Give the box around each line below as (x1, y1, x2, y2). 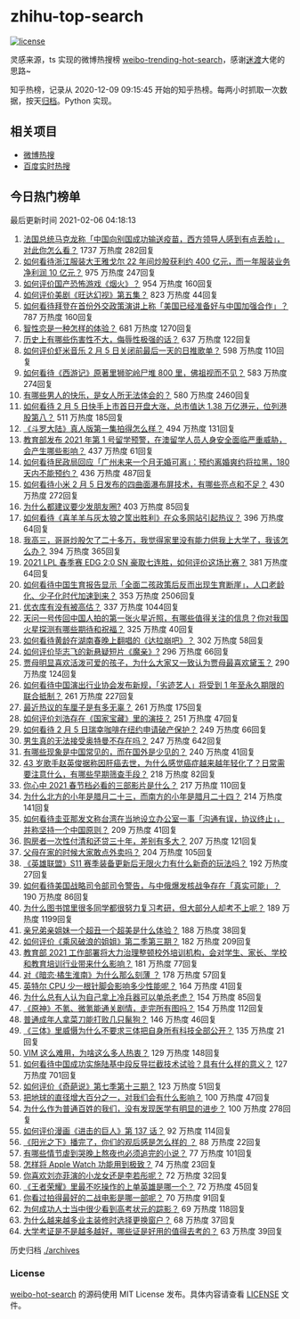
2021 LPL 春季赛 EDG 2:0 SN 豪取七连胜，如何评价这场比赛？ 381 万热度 (22, 556, 288, 567)
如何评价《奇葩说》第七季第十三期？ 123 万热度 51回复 (22, 1081, 223, 1092)
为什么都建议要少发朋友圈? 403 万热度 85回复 (22, 501, 191, 512)
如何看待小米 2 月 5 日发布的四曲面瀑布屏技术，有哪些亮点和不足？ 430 (22, 479, 285, 490)
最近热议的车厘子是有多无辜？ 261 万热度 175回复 (22, 702, 204, 713)
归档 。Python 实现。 (41, 95, 117, 106)
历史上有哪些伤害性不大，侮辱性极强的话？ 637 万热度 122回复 (22, 334, 252, 344)
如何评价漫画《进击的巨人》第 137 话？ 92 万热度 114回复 (22, 1125, 232, 1136)
